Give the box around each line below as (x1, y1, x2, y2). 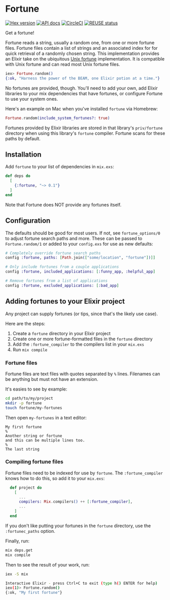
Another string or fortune (5, 433, 62, 438)
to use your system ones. (5, 96, 58, 102)
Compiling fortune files (5, 458, 63, 465)
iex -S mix (5, 572, 28, 577)
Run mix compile (12, 346, 48, 352)
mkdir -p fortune (5, 400, 42, 406)
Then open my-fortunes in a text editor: (5, 414, 87, 421)
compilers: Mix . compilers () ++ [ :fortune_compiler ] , (18, 499, 133, 504)
